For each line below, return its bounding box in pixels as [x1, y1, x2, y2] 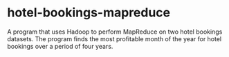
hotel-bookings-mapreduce [7, 5, 171, 21]
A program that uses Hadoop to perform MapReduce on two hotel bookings [7, 27, 223, 36]
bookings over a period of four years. [7, 42, 113, 50]
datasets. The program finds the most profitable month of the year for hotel [7, 34, 222, 43]
